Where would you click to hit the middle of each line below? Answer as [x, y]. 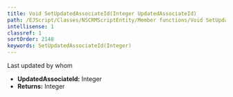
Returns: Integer [41, 86]
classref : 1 [24, 33]
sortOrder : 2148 [31, 39]
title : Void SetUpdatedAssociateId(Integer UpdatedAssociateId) [102, 14]
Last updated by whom [40, 65]
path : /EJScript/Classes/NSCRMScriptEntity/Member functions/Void [105, 20]
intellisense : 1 [31, 26]
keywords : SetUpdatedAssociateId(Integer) [69, 46]
